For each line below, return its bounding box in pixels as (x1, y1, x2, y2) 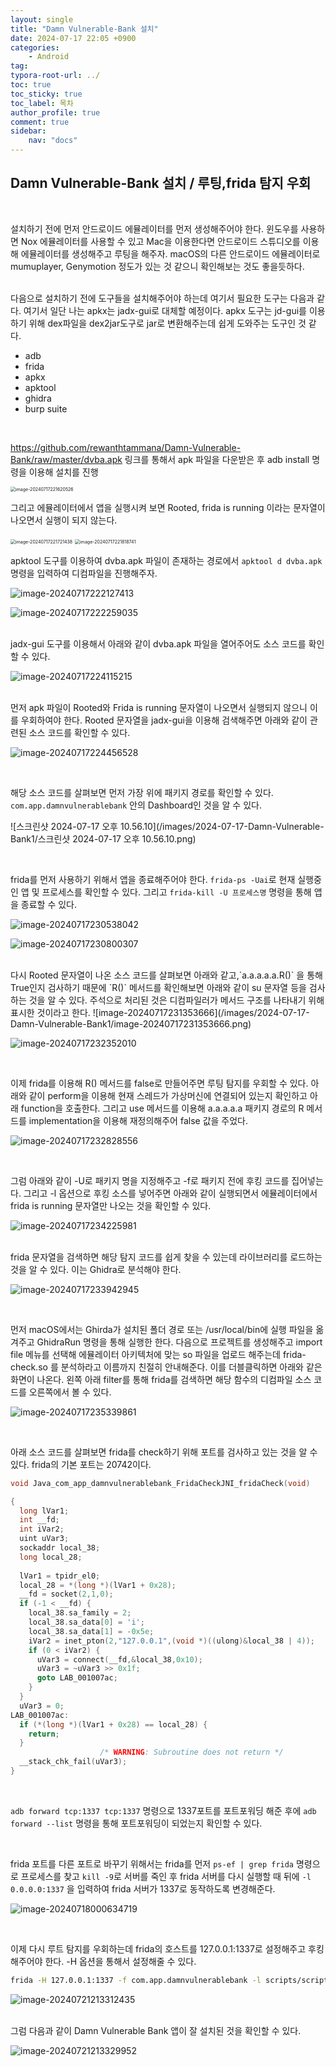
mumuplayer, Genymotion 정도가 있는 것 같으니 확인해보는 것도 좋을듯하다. (10, 260, 305, 272)
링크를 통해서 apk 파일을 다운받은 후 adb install (124, 453, 310, 465)
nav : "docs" (28, 136, 78, 146)
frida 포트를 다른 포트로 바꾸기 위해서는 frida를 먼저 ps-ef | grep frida (10, 1857, 295, 1870)
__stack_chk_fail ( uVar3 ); (19, 1757, 128, 1767)
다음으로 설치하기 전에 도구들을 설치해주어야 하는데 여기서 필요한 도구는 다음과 (10, 292, 315, 304)
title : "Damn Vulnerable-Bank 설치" (10, 24, 159, 34)
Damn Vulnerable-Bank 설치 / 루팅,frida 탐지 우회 (10, 175, 312, 192)
